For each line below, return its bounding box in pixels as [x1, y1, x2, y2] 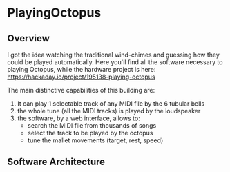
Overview [7, 32, 50, 44]
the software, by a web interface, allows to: [17, 114, 140, 122]
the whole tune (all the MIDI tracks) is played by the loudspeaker [17, 107, 201, 115]
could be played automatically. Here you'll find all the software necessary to [7, 58, 223, 66]
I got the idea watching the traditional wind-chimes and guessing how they [7, 50, 220, 59]
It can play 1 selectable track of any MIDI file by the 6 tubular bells [17, 99, 205, 108]
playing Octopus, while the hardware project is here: [7, 66, 156, 73]
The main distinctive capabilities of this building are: [7, 86, 155, 94]
